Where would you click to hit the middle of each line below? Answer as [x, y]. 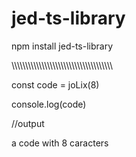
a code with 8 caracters [60, 143]
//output [28, 123]
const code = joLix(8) [55, 84]
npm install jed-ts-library [62, 46]
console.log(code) [49, 104]
